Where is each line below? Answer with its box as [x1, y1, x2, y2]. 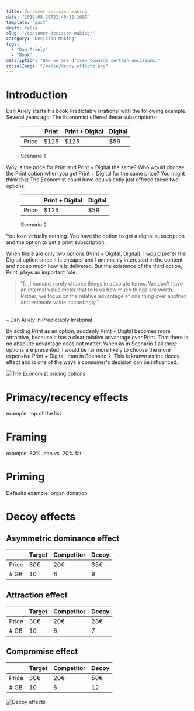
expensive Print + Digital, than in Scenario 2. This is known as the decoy [6, 352, 180, 360]
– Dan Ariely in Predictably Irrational [6, 317, 92, 324]
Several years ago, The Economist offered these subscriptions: [6, 114, 158, 121]
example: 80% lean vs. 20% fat [6, 450, 82, 457]
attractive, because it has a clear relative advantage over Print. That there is [6, 334, 189, 341]
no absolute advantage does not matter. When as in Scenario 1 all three [6, 340, 178, 347]
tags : [6, 42, 19, 47]
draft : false [6, 25, 38, 31]
